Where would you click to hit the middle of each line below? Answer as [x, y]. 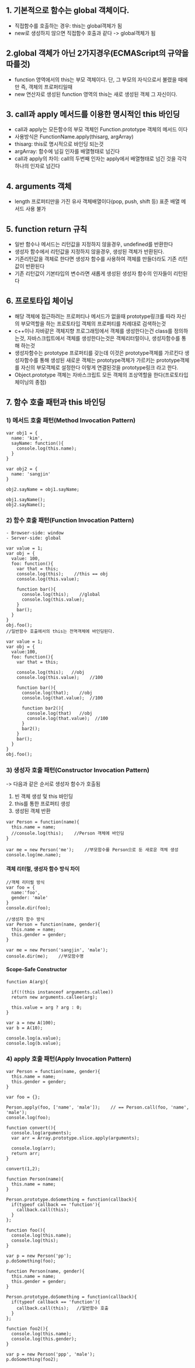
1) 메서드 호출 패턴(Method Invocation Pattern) [71, 420]
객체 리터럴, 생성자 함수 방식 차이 [43, 869]
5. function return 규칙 [47, 229]
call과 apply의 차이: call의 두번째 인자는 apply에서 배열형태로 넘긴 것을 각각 [100, 159]
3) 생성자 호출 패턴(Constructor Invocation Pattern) [78, 770]
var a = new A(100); [31, 1023]
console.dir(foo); [28, 908]
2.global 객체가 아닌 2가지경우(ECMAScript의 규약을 [97, 54]
